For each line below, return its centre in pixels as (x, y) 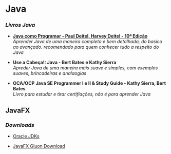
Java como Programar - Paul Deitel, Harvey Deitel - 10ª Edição (80, 36)
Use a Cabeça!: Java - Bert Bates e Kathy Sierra (64, 63)
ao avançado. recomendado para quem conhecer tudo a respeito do (86, 47)
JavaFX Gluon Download (39, 146)
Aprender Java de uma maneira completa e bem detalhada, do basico (88, 42)
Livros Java (20, 25)
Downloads (20, 125)
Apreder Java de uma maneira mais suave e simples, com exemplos (85, 68)
